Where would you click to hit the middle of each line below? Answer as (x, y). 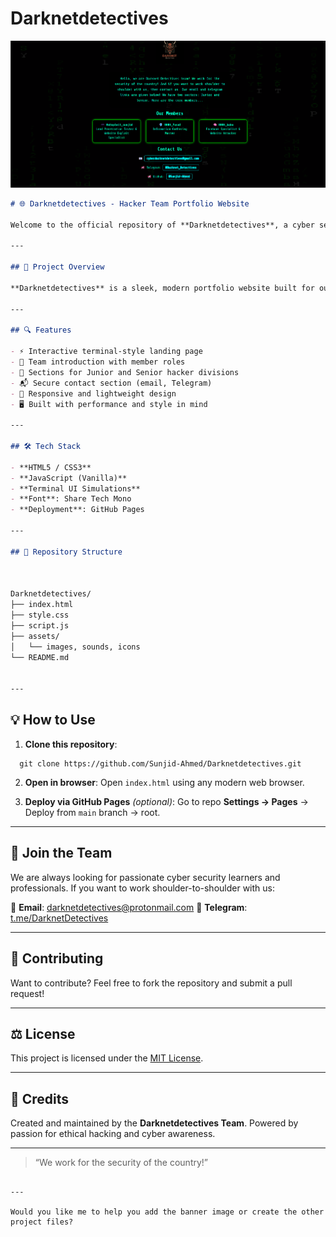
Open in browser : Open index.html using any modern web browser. (164, 782)
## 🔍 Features (41, 330)
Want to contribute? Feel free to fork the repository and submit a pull (151, 983)
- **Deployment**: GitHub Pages (77, 510)
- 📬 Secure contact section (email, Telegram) (111, 383)
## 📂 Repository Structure (66, 552)
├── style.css (40, 615)
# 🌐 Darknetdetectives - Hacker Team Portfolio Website (130, 203)
